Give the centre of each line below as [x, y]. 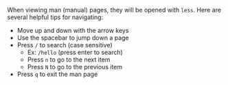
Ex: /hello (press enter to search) [75, 52]
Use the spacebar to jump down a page [73, 38]
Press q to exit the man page [57, 74]
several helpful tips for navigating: [55, 17]
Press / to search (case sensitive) [65, 45]
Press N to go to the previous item [75, 67]
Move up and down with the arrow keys [73, 31]
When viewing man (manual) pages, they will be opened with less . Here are [114, 10]
